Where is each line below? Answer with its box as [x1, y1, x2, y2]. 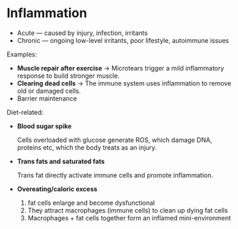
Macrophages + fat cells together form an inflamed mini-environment [27, 213, 232, 222]
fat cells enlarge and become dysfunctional [27, 198, 155, 207]
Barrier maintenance [16, 94, 78, 103]
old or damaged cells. [16, 86, 81, 95]
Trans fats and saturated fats [16, 157, 105, 166]
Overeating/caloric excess [16, 184, 98, 193]
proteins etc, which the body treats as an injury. [16, 143, 157, 151]
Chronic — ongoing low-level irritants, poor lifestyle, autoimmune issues [16, 36, 229, 44]
